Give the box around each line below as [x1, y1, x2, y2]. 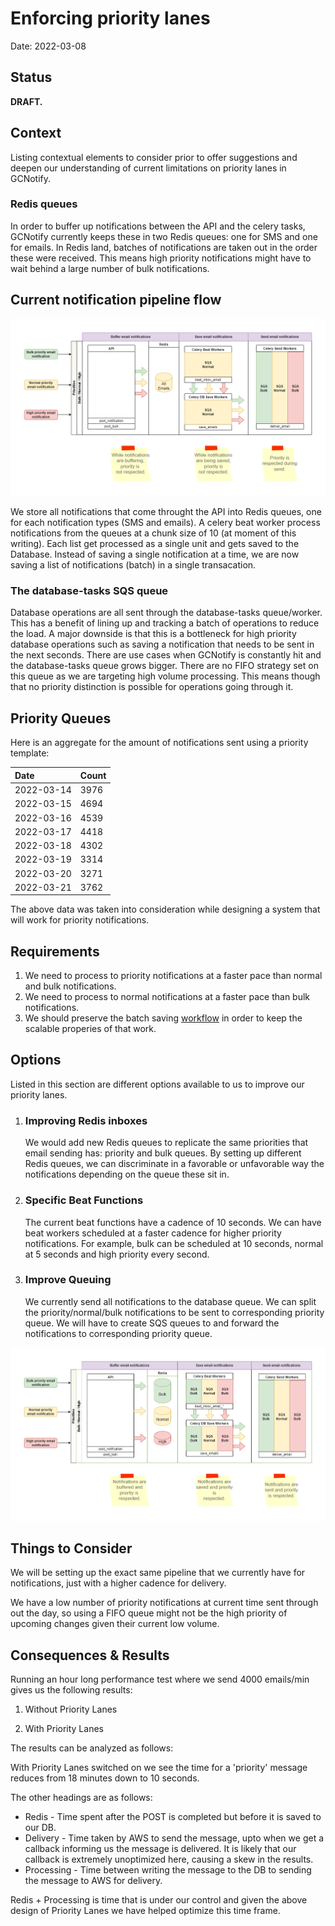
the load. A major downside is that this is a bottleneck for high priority [10, 628, 297, 640]
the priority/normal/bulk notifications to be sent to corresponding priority [24, 1306, 325, 1318]
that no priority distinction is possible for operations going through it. [10, 681, 294, 693]
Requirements [10, 943, 100, 960]
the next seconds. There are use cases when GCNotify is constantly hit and [10, 649, 322, 661]
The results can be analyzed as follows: [10, 1742, 174, 1754]
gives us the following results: [10, 1684, 133, 1696]
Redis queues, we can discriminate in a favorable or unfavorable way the [24, 1158, 325, 1170]
